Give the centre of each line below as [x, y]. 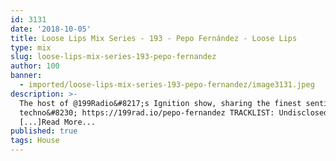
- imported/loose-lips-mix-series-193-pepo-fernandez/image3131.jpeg [167, 85]
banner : [26, 76]
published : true [44, 131]
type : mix [31, 47]
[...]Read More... [58, 122]
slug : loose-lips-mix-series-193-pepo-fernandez [113, 57]
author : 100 [35, 66]
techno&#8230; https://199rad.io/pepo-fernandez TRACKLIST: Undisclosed [174, 112]
